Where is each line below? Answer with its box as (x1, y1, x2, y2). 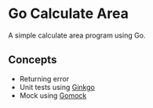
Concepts (8, 53, 57, 67)
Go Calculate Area (8, 5, 129, 23)
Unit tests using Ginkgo (19, 82, 96, 92)
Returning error (19, 74, 69, 83)
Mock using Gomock (19, 91, 87, 100)
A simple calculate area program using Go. (8, 31, 146, 40)
